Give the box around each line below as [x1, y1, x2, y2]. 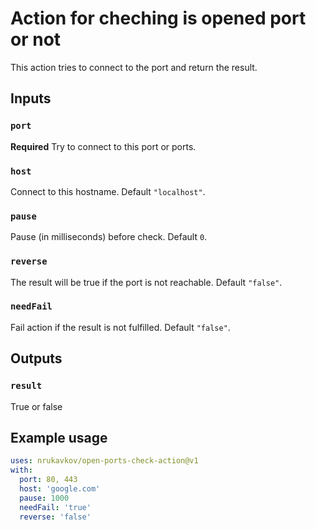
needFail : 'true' [19, 502, 92, 512]
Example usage [10, 429, 108, 446]
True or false [10, 400, 63, 412]
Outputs [10, 350, 63, 367]
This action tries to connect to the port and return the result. [10, 61, 258, 73]
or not [10, 28, 62, 51]
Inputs [10, 90, 52, 107]
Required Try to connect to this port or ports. [10, 140, 197, 152]
